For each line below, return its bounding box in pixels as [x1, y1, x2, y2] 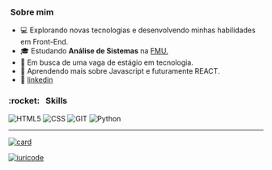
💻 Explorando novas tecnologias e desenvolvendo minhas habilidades [19, 25, 257, 35]
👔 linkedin [19, 75, 53, 85]
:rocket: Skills [8, 96, 67, 107]
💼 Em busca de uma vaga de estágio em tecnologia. [19, 57, 194, 67]
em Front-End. [19, 37, 69, 47]
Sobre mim [10, 6, 54, 18]
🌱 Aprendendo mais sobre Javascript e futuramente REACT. [19, 66, 220, 76]
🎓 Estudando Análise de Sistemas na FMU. [19, 46, 168, 56]
